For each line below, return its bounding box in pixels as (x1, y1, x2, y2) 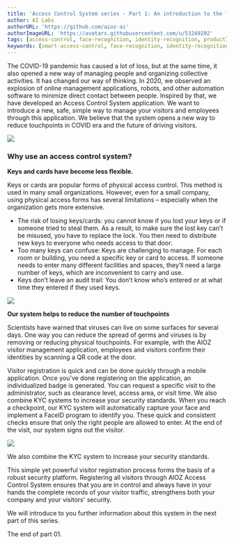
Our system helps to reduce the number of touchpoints (7, 310, 170, 318)
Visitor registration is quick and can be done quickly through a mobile (7, 367, 207, 375)
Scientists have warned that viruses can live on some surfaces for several (7, 324, 219, 332)
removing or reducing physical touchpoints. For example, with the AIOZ (7, 338, 212, 347)
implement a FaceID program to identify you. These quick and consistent (7, 411, 216, 419)
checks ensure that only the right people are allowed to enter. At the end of (7, 418, 223, 427)
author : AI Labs (7, 17, 54, 24)
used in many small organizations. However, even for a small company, (7, 188, 210, 197)
